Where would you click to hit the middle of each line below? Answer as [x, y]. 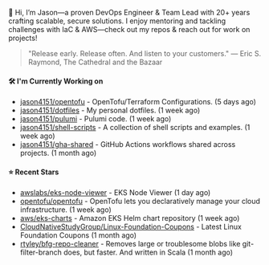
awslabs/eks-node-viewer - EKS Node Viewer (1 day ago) [115, 193]
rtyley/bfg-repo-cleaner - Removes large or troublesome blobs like [130, 244]
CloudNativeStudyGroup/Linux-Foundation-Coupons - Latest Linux [131, 227]
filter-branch [41, 252]
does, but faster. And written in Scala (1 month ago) [148, 252]
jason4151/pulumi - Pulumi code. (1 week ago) [96, 119]
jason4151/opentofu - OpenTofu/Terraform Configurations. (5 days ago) [138, 102]
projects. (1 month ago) [58, 153]
